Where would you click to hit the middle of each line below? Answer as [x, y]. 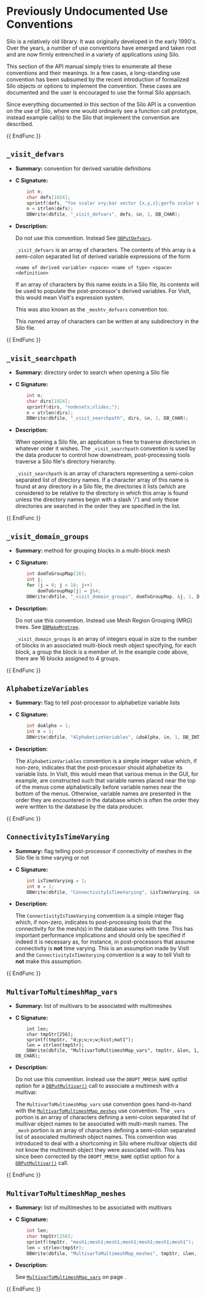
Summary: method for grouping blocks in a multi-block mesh [93, 550]
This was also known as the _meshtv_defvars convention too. [92, 310]
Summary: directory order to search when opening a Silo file [92, 372]
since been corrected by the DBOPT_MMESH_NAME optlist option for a [97, 1157]
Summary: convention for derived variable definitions [83, 168]
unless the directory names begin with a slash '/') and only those [97, 499]
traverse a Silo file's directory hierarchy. [66, 461]
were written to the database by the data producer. [79, 807]
